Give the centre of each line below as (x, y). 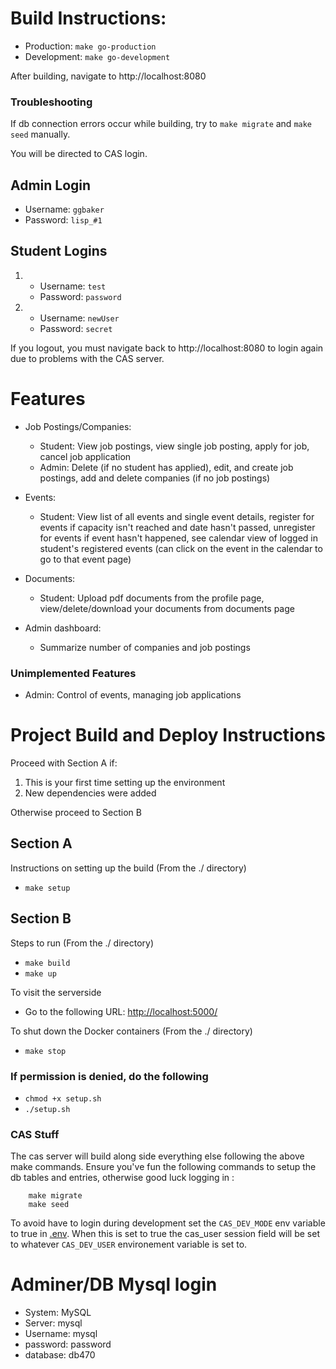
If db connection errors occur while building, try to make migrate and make (161, 124)
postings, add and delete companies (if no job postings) (155, 478)
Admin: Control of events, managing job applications (133, 695)
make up (40, 973)
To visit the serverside (56, 992)
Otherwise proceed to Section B (76, 813)
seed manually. (40, 134)
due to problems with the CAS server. (87, 358)
